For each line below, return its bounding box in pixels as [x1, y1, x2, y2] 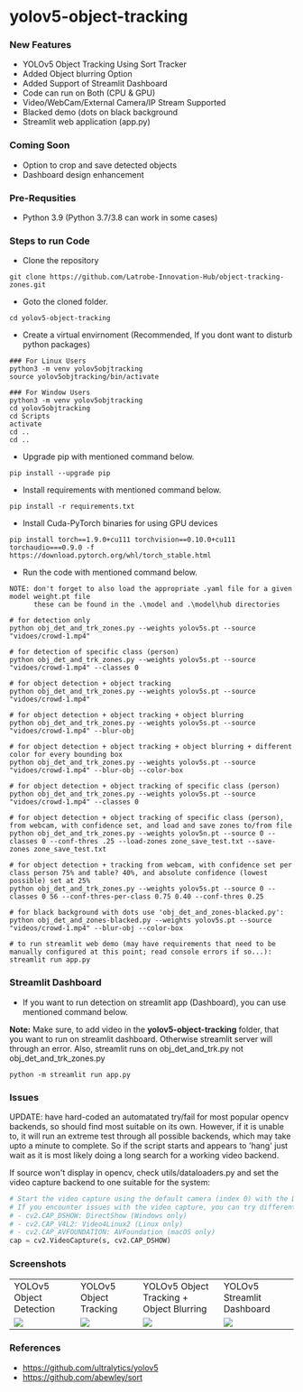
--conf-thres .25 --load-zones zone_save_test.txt [49, 837, 244, 846]
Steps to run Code [9, 235, 90, 247]
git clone [9, 272, 47, 281]
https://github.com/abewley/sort [22, 1371, 142, 1382]
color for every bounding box [9, 751, 124, 760]
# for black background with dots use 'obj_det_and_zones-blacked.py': [9, 908, 284, 917]
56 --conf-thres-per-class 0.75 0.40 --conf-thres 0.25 [49, 892, 264, 901]
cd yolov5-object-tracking [9, 314, 111, 323]
